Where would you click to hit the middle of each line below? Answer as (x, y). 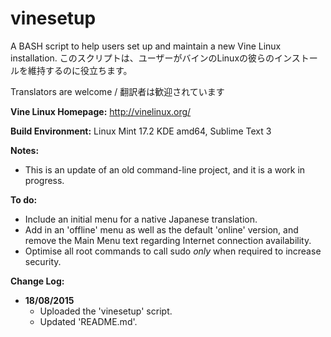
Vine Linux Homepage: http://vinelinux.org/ (101, 111)
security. (43, 261)
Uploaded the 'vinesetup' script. (106, 311)
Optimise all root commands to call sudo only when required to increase (173, 251)
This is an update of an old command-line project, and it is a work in (165, 169)
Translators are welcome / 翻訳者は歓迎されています (117, 91)
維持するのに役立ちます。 (80, 70)
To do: (24, 199)
